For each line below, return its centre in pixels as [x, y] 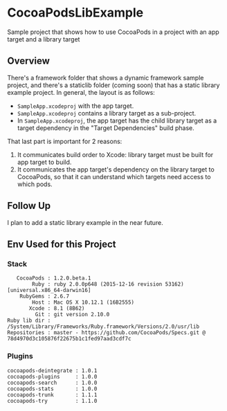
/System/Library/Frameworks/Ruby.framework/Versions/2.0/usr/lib [103, 327]
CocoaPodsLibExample [75, 13]
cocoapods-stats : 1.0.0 [52, 389]
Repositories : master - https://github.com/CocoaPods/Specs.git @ [107, 333]
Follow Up [29, 206]
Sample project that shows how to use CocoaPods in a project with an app [113, 32]
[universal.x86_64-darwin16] [49, 291]
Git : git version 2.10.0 [72, 315]
